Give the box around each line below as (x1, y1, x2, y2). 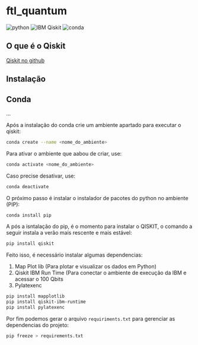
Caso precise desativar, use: (6, 172, 76, 179)
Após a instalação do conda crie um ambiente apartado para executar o (6, 121, 181, 128)
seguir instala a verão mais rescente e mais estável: (6, 229, 132, 236)
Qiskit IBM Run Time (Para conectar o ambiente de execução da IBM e (14, 269, 187, 277)
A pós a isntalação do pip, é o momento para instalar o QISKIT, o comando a (6, 223, 193, 230)
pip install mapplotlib (6, 293, 65, 299)
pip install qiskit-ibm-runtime (6, 299, 86, 305)
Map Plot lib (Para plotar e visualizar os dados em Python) (14, 263, 157, 270)
